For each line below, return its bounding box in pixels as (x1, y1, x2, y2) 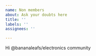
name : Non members (5, 7, 44, 13)
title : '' (5, 17, 27, 22)
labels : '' (5, 21, 29, 27)
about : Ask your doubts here (5, 12, 67, 17)
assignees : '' (5, 26, 36, 32)
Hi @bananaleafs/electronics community (5, 45, 91, 51)
